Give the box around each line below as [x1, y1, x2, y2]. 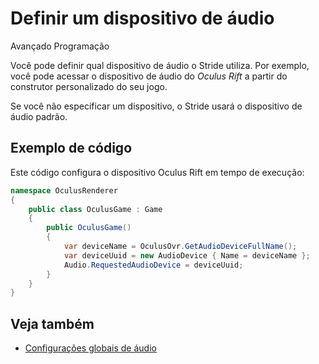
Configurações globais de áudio [24, 342, 157, 354]
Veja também [10, 315, 95, 332]
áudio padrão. [10, 110, 68, 122]
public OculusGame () [46, 223, 132, 233]
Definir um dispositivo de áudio [10, 7, 275, 30]
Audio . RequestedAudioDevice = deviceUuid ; [63, 260, 244, 270]
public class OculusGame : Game [28, 204, 163, 214]
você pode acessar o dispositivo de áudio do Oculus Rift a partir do [10, 70, 288, 82]
